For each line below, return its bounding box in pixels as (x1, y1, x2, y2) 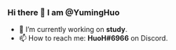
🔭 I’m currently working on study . (18, 25, 128, 34)
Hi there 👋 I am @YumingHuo (7, 7, 120, 18)
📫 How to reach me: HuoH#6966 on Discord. (18, 34, 168, 43)
